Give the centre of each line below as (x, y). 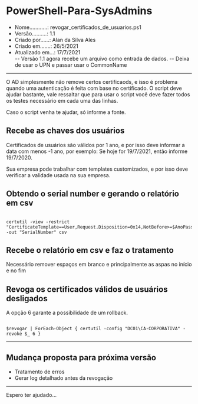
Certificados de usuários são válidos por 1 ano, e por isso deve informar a (95, 145)
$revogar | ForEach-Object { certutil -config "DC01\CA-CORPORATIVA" (93, 329)
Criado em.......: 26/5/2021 (46, 46)
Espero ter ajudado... (32, 395)
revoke (14, 334)
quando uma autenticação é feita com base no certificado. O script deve (94, 88)
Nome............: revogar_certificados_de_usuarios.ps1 (78, 27)
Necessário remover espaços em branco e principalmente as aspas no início (99, 265)
